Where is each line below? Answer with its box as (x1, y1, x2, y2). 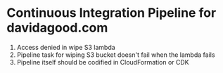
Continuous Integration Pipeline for (6, 5, 217, 21)
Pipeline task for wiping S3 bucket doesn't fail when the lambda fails (16, 51, 215, 59)
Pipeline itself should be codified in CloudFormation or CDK (16, 58, 189, 66)
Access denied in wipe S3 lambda (16, 43, 115, 51)
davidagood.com (6, 20, 108, 36)
